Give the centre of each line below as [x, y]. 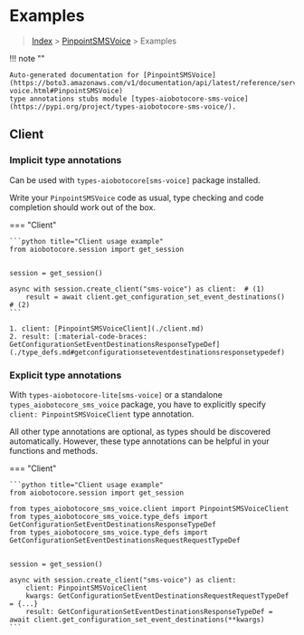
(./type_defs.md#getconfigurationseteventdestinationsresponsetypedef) [147, 352]
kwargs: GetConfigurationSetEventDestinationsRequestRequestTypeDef [157, 596]
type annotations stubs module [68, 99]
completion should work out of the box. [83, 207]
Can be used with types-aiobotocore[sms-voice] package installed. [135, 180]
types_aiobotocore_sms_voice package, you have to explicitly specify [138, 404]
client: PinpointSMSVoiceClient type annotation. [102, 414]
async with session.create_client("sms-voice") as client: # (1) [137, 289]
